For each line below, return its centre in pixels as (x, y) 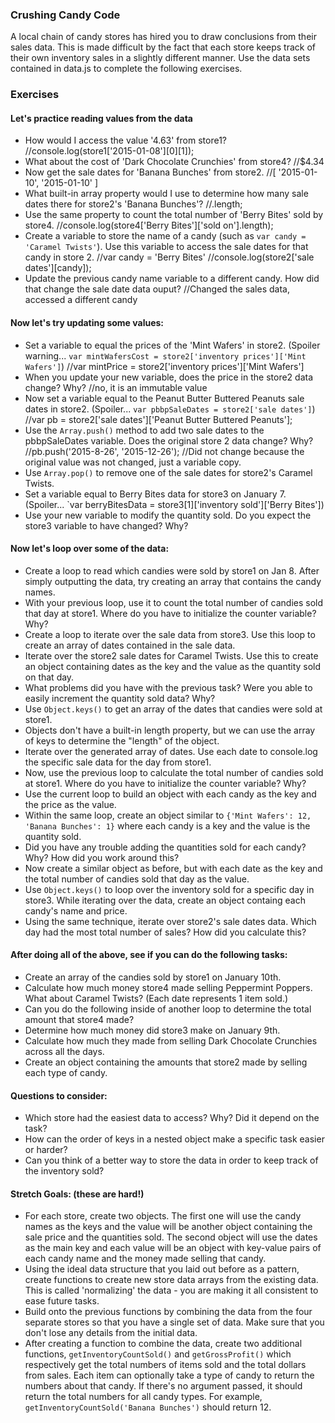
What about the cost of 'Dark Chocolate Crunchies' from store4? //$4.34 (174, 162)
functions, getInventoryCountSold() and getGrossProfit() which (158, 1354)
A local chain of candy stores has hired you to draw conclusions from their (163, 37)
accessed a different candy (81, 300)
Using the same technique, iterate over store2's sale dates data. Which (170, 921)
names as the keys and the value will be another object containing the (168, 1227)
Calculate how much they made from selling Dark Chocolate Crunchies (171, 1041)
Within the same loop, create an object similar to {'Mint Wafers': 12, (168, 815)
